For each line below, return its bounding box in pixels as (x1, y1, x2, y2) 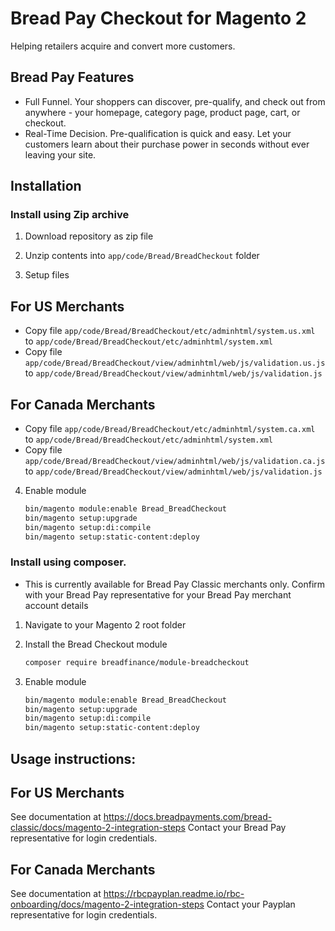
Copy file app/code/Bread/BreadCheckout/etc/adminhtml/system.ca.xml (24, 423, 316, 435)
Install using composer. (10, 555, 127, 569)
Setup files (24, 269, 70, 281)
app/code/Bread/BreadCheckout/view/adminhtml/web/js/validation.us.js (24, 358, 326, 369)
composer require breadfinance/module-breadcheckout (24, 657, 250, 667)
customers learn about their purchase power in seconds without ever (24, 138, 310, 150)
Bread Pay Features (10, 69, 135, 86)
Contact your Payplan (206, 898, 296, 911)
